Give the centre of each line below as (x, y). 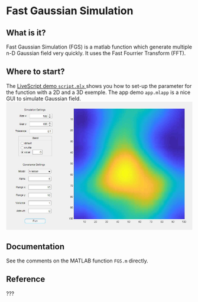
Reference (26, 279)
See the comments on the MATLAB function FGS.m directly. (77, 261)
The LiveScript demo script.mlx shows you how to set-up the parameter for (99, 86)
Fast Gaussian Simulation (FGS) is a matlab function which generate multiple (99, 47)
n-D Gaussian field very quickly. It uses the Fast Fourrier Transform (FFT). (96, 53)
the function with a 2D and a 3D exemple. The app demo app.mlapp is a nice (98, 92)
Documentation (35, 246)
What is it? (26, 33)
